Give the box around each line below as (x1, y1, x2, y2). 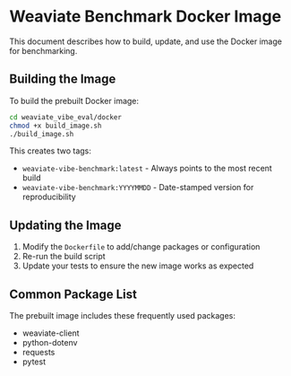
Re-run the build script (21, 251, 106, 262)
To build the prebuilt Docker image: (9, 95, 140, 106)
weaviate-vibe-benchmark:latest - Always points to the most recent (21, 163, 273, 174)
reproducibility (21, 191, 76, 203)
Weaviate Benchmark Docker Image (9, 6, 282, 27)
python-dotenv (21, 337, 78, 347)
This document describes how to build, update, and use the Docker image (9, 36, 282, 47)
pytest (21, 356, 47, 367)
